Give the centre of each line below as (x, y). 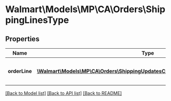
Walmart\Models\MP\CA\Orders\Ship (85, 9)
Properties (22, 39)
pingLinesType (37, 20)
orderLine (20, 71)
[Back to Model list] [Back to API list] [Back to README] (64, 93)
